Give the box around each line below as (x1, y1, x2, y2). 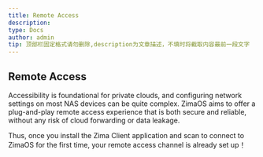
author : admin (8, 33, 55, 42)
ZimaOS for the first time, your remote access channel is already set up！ (8, 140, 246, 149)
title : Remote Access (8, 11, 80, 20)
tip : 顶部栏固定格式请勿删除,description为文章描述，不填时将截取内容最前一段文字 (8, 41, 250, 49)
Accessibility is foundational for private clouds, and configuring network (8, 90, 243, 100)
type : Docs (8, 26, 44, 34)
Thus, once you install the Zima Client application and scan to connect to (8, 130, 245, 140)
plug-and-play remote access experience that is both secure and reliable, (8, 107, 246, 116)
